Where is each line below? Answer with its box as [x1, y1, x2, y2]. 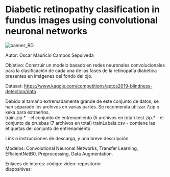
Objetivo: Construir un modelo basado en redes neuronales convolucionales [5, 62, 165, 68]
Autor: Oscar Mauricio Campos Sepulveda [5, 52, 94, 58]
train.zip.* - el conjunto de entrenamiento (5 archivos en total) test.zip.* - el [5, 114, 164, 121]
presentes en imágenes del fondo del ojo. [5, 73, 93, 79]
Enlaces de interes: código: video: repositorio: [5, 160, 102, 167]
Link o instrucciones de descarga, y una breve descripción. [5, 135, 130, 141]
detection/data [5, 88, 36, 94]
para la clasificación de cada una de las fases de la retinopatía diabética [5, 68, 157, 74]
